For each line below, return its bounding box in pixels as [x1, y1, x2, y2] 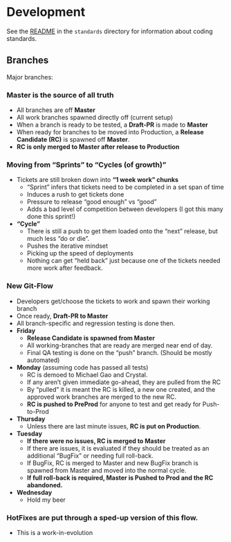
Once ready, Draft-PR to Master [16, 311, 109, 320]
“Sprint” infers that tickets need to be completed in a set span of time [26, 183, 224, 191]
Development [6, 4, 86, 20]
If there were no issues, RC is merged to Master [26, 437, 166, 445]
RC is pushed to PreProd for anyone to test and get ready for [26, 399, 201, 408]
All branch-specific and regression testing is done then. [16, 319, 176, 327]
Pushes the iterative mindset [26, 242, 109, 250]
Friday [16, 326, 36, 334]
